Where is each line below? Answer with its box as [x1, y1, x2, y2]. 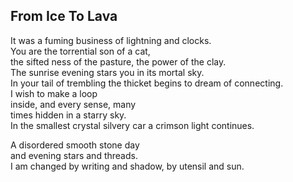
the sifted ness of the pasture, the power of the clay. [10, 55, 227, 68]
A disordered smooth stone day [10, 139, 140, 151]
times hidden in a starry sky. [10, 109, 127, 121]
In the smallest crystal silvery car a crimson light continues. [10, 119, 255, 131]
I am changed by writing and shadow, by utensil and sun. [10, 160, 245, 172]
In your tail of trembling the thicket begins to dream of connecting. [10, 77, 284, 89]
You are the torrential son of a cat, [10, 45, 151, 57]
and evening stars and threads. [10, 149, 138, 161]
